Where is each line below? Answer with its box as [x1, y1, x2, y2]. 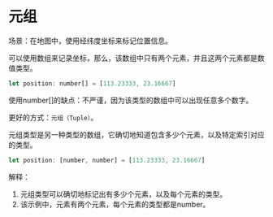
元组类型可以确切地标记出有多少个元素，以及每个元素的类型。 [19, 189, 227, 199]
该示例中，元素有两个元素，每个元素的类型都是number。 [19, 199, 210, 209]
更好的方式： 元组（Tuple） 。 [8, 112, 98, 122]
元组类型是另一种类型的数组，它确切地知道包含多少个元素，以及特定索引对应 [8, 129, 265, 139]
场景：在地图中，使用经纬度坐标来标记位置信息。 [8, 36, 172, 46]
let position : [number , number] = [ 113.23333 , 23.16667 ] [8, 156, 206, 164]
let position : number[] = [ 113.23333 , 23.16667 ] [8, 79, 176, 88]
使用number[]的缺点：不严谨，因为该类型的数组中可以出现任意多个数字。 [8, 95, 253, 105]
